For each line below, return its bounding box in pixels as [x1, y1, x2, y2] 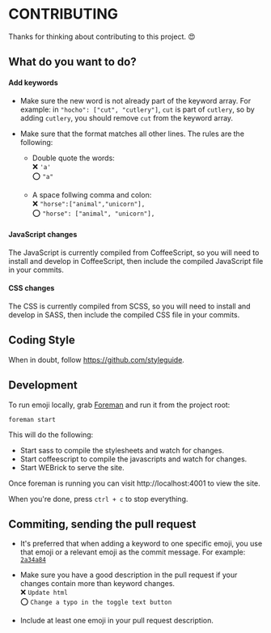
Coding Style [8, 333, 75, 347]
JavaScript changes [8, 230, 78, 240]
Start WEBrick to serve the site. [19, 462, 125, 472]
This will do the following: [8, 430, 94, 440]
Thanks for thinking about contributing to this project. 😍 [8, 32, 196, 41]
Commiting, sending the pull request [8, 517, 197, 531]
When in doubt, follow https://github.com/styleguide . [8, 355, 184, 364]
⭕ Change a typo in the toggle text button [19, 597, 172, 607]
